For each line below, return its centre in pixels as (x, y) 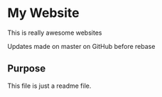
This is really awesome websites (55, 33)
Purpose (27, 69)
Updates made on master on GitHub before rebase (81, 46)
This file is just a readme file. (49, 86)
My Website (43, 13)
